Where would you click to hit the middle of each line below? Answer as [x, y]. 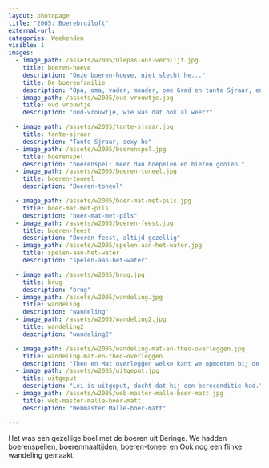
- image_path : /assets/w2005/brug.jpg [80, 274]
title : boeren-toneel [58, 179]
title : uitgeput [50, 378]
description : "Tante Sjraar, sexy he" [87, 142]
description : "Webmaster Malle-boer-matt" [94, 408]
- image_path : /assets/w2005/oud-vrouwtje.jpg [94, 98]
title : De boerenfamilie [64, 82]
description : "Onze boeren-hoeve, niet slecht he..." [114, 75]
